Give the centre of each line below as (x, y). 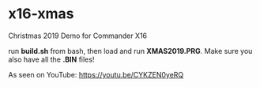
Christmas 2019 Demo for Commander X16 (78, 36)
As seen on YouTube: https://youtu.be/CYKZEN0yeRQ (96, 74)
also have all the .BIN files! (51, 59)
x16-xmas (41, 14)
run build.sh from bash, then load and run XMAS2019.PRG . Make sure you (130, 51)
